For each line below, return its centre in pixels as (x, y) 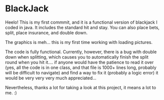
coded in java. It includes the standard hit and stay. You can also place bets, (82, 27)
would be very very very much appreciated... (51, 78)
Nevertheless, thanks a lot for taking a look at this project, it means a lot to (81, 87)
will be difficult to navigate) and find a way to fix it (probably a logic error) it (82, 72)
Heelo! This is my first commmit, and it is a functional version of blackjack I (81, 22)
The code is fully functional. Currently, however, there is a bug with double (81, 52)
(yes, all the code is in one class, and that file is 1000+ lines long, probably (81, 67)
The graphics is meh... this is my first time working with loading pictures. (79, 42)
